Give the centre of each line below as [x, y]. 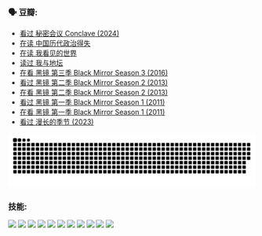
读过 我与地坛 [41, 63]
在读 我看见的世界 [48, 53]
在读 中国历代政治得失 [55, 43]
